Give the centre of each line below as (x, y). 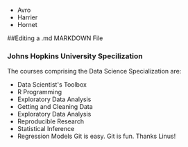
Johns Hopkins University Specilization (75, 56)
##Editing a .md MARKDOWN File (55, 38)
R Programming (40, 92)
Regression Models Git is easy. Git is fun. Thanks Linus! (96, 136)
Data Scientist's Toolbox (52, 85)
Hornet (27, 25)
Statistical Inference (46, 129)
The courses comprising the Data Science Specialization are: (94, 71)
